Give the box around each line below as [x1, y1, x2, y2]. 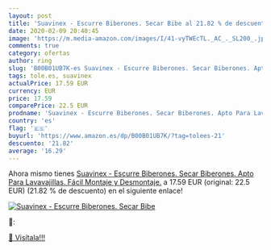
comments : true [8, 42, 60, 50]
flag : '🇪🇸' [8, 124, 48, 132]
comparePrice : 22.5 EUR [8, 102, 89, 110]
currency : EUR [8, 86, 56, 95]
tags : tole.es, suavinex [8, 72, 92, 80]
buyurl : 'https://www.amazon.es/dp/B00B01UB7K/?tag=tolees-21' [8, 131, 226, 140]
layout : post [8, 11, 52, 20]
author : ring [8, 57, 52, 65]
